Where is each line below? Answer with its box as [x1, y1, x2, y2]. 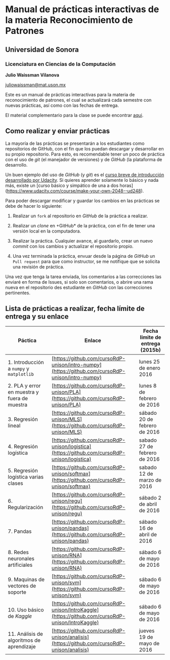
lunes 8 [139, 382, 157, 389]
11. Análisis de [8, 630, 43, 637]
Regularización [8, 503, 44, 511]
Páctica [18, 337, 37, 344]
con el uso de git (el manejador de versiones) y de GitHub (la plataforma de [5, 156, 162, 163]
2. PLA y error [8, 382, 41, 389]
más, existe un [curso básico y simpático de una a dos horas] [5, 182, 133, 188]
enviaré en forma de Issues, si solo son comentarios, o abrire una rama [5, 279, 153, 285]
